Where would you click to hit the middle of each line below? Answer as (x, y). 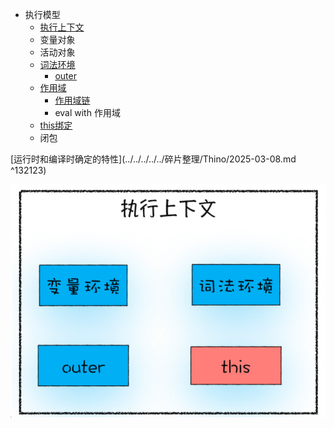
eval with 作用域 (87, 112)
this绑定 (56, 125)
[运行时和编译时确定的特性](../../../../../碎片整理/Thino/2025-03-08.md (153, 159)
